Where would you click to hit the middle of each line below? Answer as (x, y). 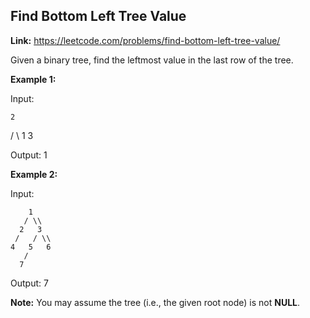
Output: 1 (29, 155)
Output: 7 (29, 283)
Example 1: (33, 79)
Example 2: (34, 174)
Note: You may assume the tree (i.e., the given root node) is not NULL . (155, 302)
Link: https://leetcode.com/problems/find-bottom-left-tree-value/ (145, 40)
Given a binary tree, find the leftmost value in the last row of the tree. (152, 60)
